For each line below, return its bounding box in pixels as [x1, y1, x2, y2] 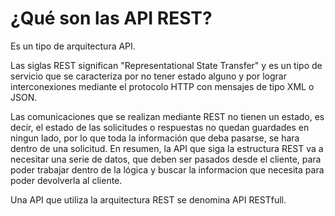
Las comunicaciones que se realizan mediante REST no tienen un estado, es [10, 110, 325, 122]
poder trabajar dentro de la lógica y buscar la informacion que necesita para [10, 163, 325, 176]
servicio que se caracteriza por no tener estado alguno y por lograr [10, 70, 287, 82]
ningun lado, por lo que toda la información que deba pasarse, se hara [10, 132, 300, 144]
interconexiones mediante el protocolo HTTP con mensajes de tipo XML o [10, 80, 315, 92]
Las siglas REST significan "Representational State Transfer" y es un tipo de [10, 59, 323, 71]
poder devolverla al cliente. [10, 174, 123, 186]
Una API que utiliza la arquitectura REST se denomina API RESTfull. [10, 193, 287, 206]
